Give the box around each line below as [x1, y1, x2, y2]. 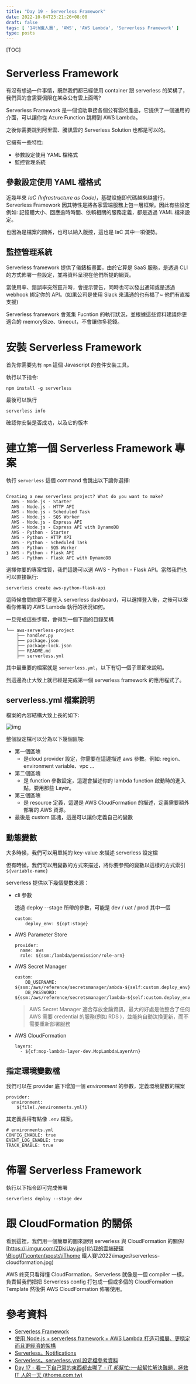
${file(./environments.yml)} [16, 1104, 88, 1110]
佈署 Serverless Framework [6, 1164, 142, 1177]
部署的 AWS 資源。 [23, 806, 69, 813]
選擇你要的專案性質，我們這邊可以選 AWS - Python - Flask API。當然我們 [6, 566, 182, 573]
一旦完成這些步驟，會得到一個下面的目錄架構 [6, 616, 114, 623]
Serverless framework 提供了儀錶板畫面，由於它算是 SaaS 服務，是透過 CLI [6, 264, 188, 271]
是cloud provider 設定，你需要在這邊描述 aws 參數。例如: [23, 755, 161, 763]
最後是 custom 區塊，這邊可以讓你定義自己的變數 [14, 814, 133, 821]
